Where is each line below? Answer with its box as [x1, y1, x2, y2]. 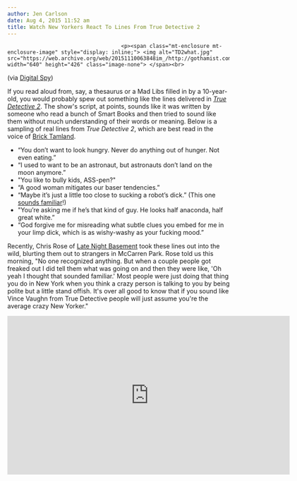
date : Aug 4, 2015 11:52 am [7, 17, 90, 24]
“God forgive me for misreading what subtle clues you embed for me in [17, 221, 224, 229]
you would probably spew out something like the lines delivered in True [20, 95, 227, 103]
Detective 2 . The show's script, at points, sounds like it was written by [7, 102, 210, 111]
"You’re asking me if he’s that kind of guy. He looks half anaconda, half [17, 206, 224, 214]
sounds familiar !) [17, 198, 67, 207]
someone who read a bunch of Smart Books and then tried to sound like [7, 110, 217, 118]
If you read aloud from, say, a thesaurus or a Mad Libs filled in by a [7, 87, 201, 96]
